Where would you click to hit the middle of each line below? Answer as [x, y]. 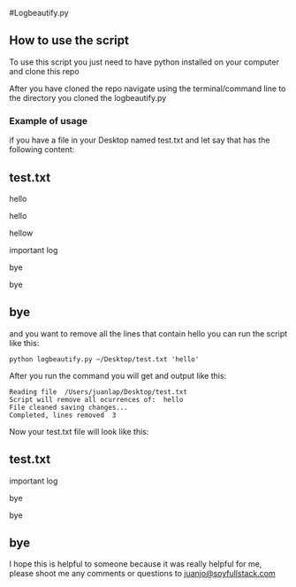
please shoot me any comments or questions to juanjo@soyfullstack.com [142, 574]
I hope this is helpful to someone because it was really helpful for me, [136, 564]
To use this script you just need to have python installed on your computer [144, 62]
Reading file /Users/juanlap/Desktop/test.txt [99, 392]
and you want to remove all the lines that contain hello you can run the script [148, 333]
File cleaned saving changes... [68, 407]
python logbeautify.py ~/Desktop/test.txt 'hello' [104, 359]
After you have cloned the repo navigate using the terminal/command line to [148, 89]
